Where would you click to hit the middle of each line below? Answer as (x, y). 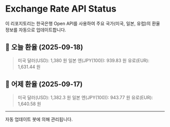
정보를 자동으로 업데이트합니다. (36, 30)
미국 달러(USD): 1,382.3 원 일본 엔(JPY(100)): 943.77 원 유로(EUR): (85, 97)
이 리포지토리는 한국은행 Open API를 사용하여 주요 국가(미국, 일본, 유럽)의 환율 (83, 23)
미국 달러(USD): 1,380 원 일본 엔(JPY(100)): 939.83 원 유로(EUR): (83, 60)
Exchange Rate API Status (61, 9)
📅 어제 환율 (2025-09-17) (44, 84)
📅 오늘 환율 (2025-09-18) (44, 47)
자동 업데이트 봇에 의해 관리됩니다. (39, 119)
